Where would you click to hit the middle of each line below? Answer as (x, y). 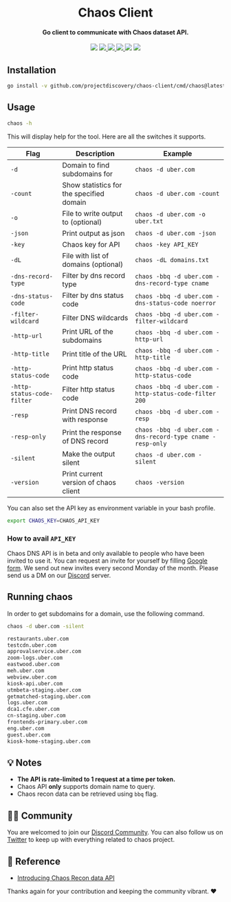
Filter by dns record (94, 275)
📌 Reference (34, 861)
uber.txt (149, 221)
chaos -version (160, 482)
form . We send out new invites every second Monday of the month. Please (113, 568)
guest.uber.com (29, 735)
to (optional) (82, 222)
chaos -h (20, 123)
